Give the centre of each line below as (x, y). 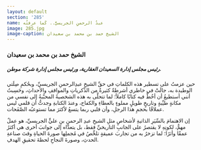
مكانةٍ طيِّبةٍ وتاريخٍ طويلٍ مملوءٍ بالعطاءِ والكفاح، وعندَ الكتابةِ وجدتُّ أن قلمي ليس (94, 103)
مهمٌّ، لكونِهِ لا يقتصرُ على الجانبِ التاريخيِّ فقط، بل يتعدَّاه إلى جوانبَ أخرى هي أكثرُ (96, 127)
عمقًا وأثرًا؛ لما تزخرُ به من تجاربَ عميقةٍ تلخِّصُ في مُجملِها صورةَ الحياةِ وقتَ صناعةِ (97, 133)
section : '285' (26, 17)
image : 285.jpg (26, 28)
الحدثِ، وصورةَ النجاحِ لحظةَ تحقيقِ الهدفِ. (53, 140)
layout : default (27, 12)
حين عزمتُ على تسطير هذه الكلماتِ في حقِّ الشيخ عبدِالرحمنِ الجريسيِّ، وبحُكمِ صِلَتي (101, 84)
